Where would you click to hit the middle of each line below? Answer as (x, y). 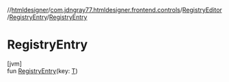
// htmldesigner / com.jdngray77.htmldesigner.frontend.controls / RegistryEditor (114, 10)
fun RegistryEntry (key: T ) (42, 70)
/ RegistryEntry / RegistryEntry (47, 17)
